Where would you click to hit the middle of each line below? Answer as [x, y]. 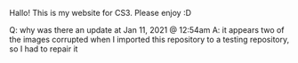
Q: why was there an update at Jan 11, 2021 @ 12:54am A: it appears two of [147, 30]
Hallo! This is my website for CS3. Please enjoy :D [101, 13]
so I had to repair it [44, 49]
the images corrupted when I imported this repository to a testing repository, [149, 39]
